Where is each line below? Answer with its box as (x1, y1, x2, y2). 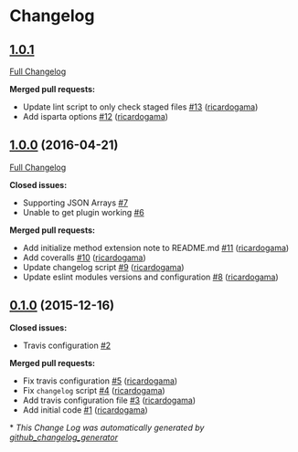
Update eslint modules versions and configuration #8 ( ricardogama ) (22, 271, 279, 282)
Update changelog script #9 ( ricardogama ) (22, 261, 185, 272)
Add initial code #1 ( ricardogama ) (22, 404, 148, 415)
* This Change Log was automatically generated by (9, 422, 205, 433)
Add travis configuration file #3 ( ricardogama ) (22, 394, 197, 405)
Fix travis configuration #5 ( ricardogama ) (22, 375, 178, 386)
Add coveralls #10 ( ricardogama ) (22, 252, 146, 263)
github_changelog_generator (9, 431, 119, 443)
